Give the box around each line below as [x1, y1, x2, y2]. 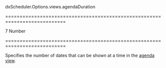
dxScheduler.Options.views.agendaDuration [5, 4, 96, 9]
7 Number [5, 28, 26, 34]
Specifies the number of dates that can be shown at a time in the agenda [5, 53, 155, 58]
